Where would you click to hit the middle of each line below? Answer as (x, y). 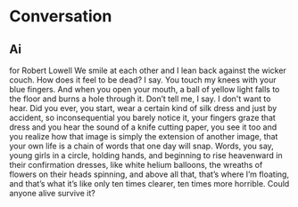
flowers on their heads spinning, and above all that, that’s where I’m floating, (149, 174)
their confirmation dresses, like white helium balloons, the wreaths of (136, 165)
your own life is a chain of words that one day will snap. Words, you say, (141, 146)
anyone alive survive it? (52, 193)
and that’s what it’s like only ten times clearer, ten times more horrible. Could (149, 183)
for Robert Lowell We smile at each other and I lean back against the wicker (148, 70)
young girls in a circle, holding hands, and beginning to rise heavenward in (146, 155)
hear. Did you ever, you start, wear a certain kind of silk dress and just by (143, 108)
